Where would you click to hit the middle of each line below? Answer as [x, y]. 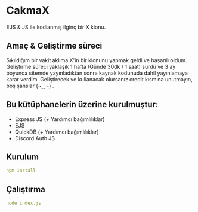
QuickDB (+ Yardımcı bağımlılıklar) [57, 132]
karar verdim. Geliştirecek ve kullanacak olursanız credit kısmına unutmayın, [99, 79]
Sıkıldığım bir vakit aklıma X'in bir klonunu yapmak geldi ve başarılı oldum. [97, 60]
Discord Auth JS [35, 138]
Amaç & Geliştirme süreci [54, 46]
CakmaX [28, 10]
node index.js [24, 203]
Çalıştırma [26, 189]
